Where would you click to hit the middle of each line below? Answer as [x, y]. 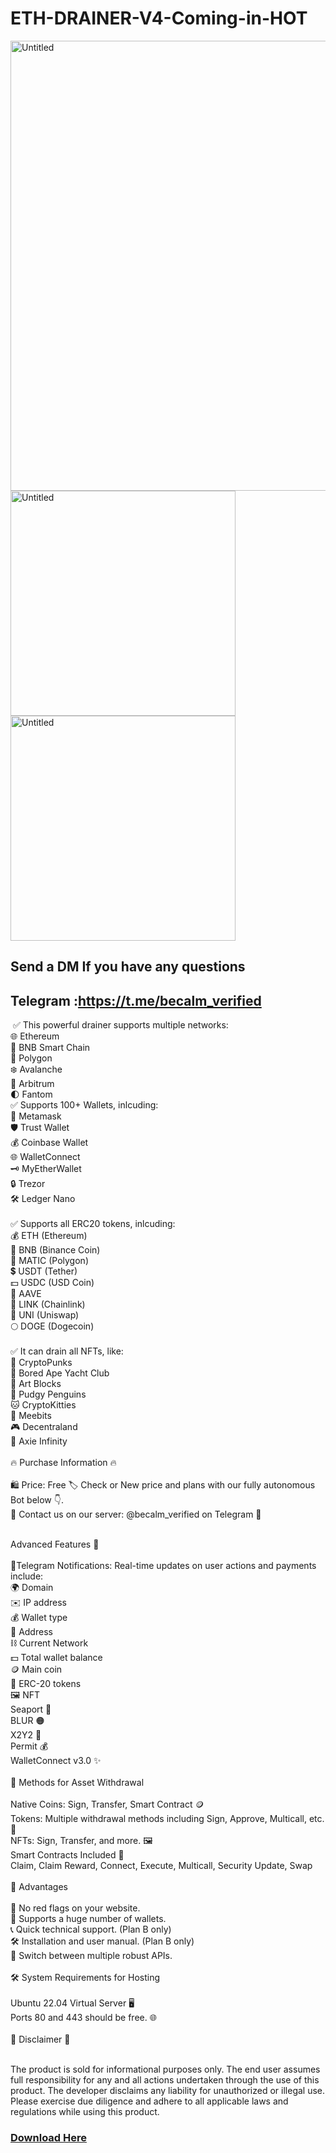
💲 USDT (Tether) [44, 1271]
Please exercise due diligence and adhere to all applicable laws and [149, 2101]
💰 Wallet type [39, 1618]
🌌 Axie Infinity [39, 1441]
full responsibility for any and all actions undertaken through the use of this [165, 2080]
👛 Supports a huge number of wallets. [88, 1919]
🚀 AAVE [26, 1294]
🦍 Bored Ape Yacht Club [60, 1373]
